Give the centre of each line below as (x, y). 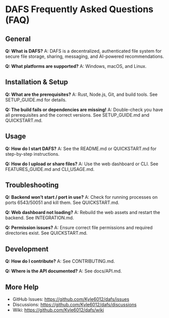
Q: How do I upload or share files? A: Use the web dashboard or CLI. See (82, 164)
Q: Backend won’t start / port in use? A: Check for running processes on (81, 197)
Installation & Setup (37, 82)
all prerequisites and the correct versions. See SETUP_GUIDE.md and (77, 115)
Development (27, 249)
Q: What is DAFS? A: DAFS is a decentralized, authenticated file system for (83, 51)
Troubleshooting (32, 185)
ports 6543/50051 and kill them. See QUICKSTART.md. (62, 203)
